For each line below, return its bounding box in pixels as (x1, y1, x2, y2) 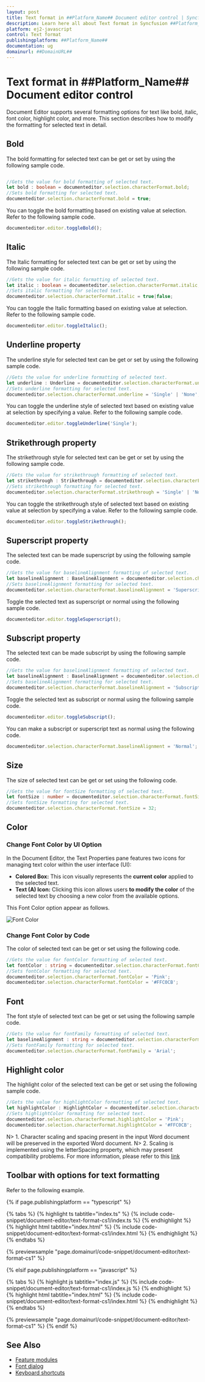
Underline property (6, 340, 81, 350)
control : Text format (6, 32, 62, 38)
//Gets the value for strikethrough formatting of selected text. (6, 472, 179, 478)
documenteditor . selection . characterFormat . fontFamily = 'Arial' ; (6, 1048, 176, 1054)
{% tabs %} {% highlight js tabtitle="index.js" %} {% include (6, 1278, 158, 1286)
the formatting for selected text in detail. (6, 121, 108, 128)
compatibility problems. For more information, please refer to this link (6, 1152, 180, 1160)
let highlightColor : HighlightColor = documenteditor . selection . (6, 1105, 179, 1111)
